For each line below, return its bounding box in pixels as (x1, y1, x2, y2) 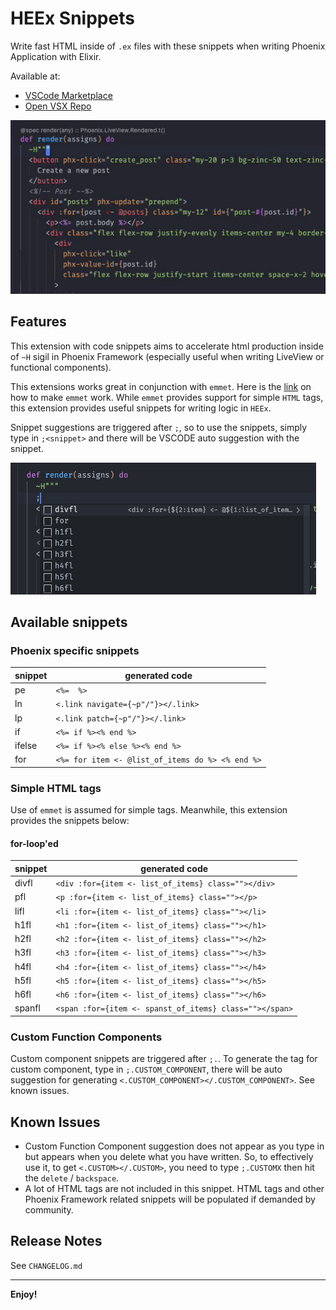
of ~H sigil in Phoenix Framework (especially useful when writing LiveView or (10, 350, 325, 362)
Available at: (10, 70, 61, 82)
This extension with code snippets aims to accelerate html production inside (10, 340, 324, 352)
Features (10, 313, 67, 331)
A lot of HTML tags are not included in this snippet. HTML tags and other (24, 1182, 325, 1194)
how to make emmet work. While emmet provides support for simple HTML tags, (10, 391, 324, 403)
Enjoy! (10, 1288, 38, 1300)
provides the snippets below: (10, 815, 130, 827)
